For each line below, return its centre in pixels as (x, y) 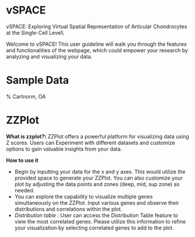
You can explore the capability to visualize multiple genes (83, 197)
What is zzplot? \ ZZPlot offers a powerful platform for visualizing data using (98, 136)
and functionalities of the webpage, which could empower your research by (97, 50)
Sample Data (37, 80)
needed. (25, 190)
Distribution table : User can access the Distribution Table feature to (96, 215)
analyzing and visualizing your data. (49, 56)
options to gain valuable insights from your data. (64, 149)
